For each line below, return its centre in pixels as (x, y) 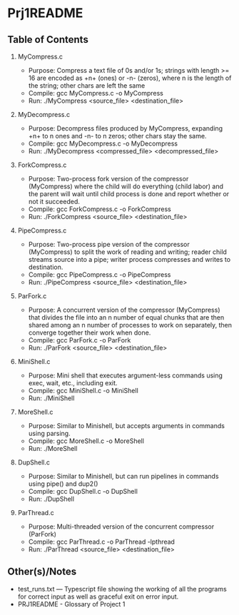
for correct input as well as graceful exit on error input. (98, 596)
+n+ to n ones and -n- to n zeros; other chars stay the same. (117, 136)
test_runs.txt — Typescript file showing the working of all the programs (122, 589)
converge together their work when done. (90, 332)
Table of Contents (48, 40)
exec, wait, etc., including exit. (73, 383)
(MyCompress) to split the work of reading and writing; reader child (127, 252)
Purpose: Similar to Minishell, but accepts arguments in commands (126, 426)
